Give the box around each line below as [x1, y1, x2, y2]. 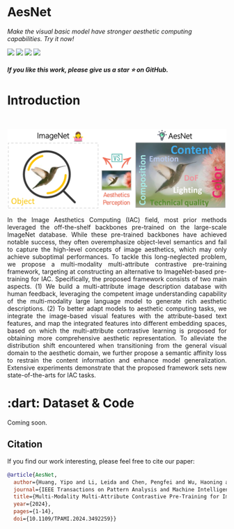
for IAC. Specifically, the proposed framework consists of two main [31, 275, 227, 283]
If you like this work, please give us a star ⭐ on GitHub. [7, 65, 169, 74]
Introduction [7, 92, 81, 108]
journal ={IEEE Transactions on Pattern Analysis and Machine [13, 486, 195, 493]
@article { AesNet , [7, 471, 58, 478]
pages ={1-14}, [13, 508, 54, 515]
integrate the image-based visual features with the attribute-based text [7, 312, 227, 320]
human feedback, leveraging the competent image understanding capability [7, 290, 227, 298]
